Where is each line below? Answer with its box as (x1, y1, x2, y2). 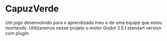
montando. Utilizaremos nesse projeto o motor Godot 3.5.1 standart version (5, 24, 162, 30)
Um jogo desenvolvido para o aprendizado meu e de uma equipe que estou (5, 19, 163, 25)
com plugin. (5, 30, 30, 36)
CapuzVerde (5, 3, 59, 14)
